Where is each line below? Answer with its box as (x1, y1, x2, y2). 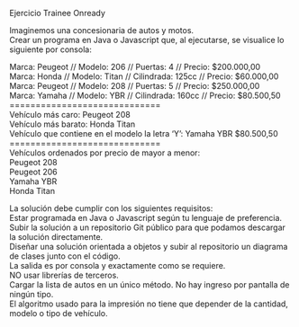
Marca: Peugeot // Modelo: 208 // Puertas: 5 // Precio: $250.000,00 (9, 81, 260, 91)
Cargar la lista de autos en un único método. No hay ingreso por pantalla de (9, 279, 290, 290)
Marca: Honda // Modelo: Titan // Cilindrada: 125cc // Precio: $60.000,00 (9, 71, 279, 82)
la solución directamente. (9, 232, 104, 242)
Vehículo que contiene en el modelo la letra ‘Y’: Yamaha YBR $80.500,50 (9, 128, 278, 138)
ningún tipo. (9, 289, 54, 299)
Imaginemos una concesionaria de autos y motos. (9, 25, 195, 35)
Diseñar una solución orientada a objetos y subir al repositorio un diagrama (9, 242, 288, 252)
